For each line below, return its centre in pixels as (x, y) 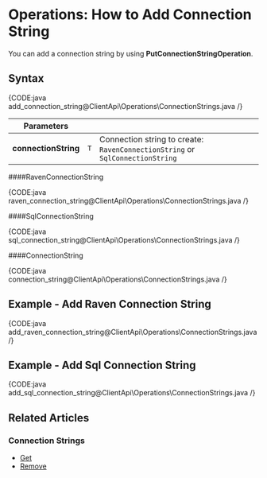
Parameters (46, 126)
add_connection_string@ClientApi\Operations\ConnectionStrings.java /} (126, 106)
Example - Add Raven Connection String (110, 304)
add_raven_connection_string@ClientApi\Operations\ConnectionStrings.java (133, 332)
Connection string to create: (151, 139)
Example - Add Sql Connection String (102, 365)
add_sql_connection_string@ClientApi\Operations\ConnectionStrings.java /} (132, 393)
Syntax (26, 78)
